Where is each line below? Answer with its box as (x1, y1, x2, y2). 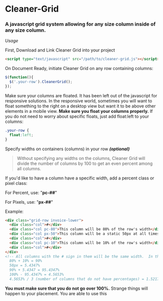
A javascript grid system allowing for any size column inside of (5, 21, 156, 28)
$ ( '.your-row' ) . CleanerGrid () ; (9, 79, 73, 85)
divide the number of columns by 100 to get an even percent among (16, 160, 153, 166)
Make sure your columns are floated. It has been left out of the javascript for (5, 92, 158, 98)
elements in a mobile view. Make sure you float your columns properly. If (5, 108, 153, 114)
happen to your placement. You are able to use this (5, 290, 107, 296)
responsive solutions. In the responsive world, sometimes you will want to (5, 98, 152, 104)
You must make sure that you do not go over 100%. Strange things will (5, 285, 148, 291)
